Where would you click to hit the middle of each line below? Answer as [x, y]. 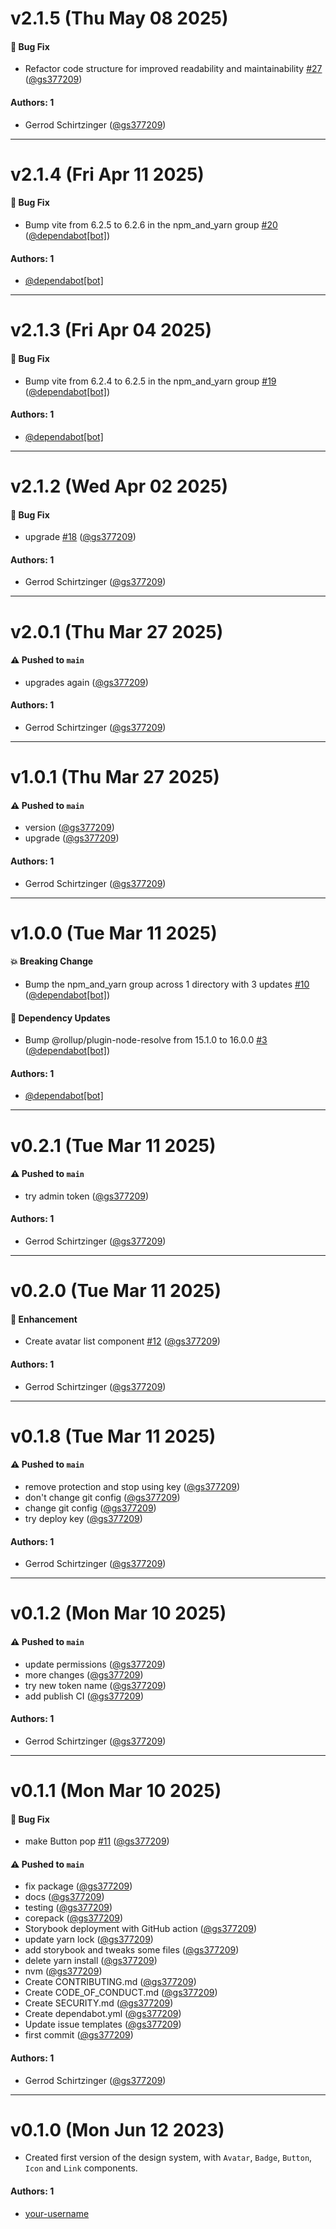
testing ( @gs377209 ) [68, 1908]
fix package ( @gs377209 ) [78, 1886]
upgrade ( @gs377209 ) [72, 838]
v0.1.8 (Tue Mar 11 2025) [113, 1436]
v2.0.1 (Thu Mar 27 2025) [117, 631]
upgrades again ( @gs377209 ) [86, 682]
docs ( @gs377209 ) [64, 1897]
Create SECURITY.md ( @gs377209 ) [99, 2003]
